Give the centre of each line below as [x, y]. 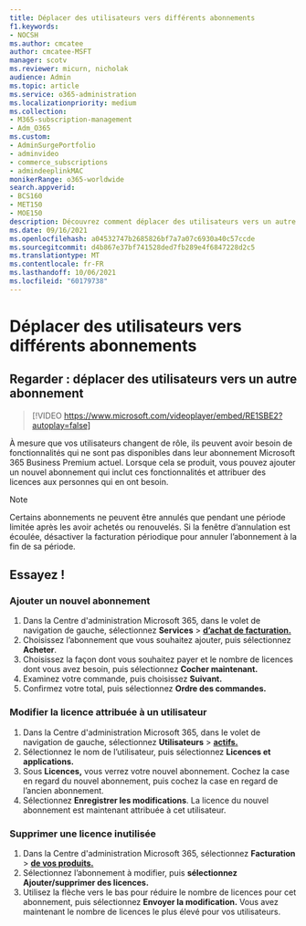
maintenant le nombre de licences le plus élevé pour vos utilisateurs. [152, 912]
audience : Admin [40, 78]
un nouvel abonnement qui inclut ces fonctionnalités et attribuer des [138, 472]
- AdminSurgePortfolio [53, 145]
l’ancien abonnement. [63, 790]
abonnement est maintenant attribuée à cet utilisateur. [124, 810]
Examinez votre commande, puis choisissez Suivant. [122, 679]
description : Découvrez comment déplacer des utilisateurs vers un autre [153, 221]
